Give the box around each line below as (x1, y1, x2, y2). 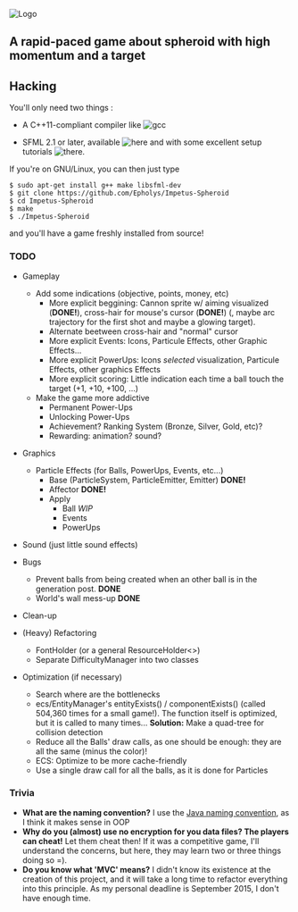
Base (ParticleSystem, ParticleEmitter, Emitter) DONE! (48, 474, 246, 485)
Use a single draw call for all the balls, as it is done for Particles (35, 765, 269, 775)
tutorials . (21, 146, 86, 157)
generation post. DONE (35, 583, 121, 594)
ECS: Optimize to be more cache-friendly (35, 755, 187, 766)
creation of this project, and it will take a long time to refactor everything (21, 874, 288, 884)
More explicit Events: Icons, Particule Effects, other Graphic (48, 335, 268, 346)
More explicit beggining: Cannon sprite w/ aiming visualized (48, 297, 269, 308)
